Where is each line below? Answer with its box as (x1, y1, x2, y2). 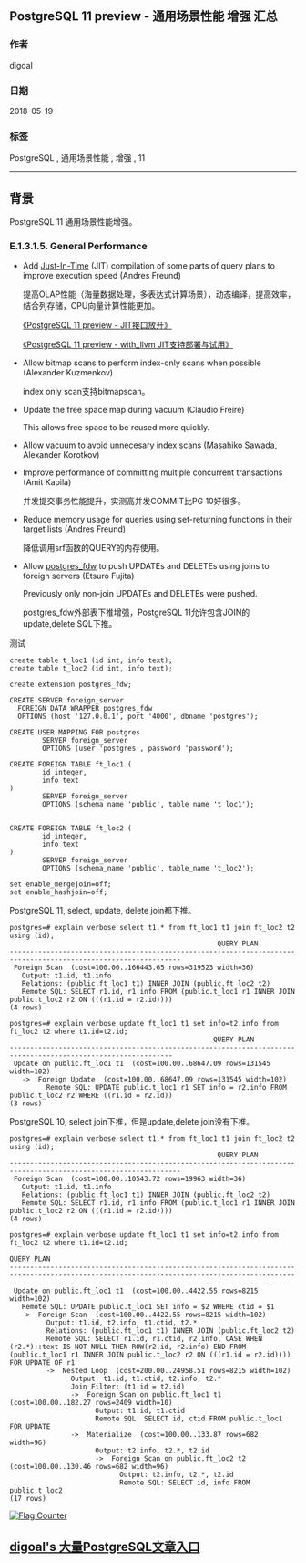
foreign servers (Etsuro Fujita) (22, 570, 135, 582)
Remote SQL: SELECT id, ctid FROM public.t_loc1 (95, 1414, 283, 1423)
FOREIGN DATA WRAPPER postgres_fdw (17, 704, 153, 713)
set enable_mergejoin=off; (9, 880, 112, 889)
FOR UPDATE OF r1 (9, 1358, 76, 1368)
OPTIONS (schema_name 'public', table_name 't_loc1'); (42, 800, 255, 809)
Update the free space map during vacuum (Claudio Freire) (22, 405, 245, 416)
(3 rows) (9, 1099, 43, 1108)
